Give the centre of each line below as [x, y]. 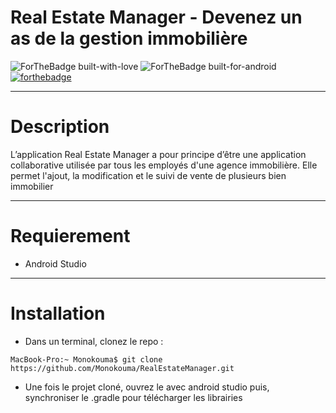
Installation [58, 313]
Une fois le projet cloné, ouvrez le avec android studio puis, [147, 387]
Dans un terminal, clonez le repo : [94, 341]
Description [60, 127]
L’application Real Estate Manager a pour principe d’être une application [158, 154]
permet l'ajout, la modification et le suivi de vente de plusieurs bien [148, 175]
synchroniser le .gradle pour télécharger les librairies [133, 397]
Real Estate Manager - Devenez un [156, 17]
